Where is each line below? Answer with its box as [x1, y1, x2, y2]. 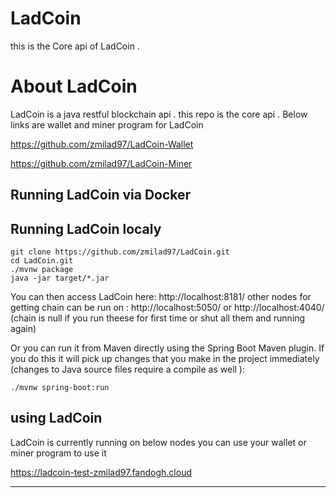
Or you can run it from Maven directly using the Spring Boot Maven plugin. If [10, 342, 325, 354]
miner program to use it [10, 447, 107, 459]
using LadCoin [10, 410, 103, 427]
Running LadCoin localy [10, 220, 162, 237]
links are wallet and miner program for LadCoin [10, 118, 204, 131]
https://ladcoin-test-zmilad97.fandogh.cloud [10, 466, 193, 478]
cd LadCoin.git [10, 256, 74, 266]
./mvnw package [10, 265, 74, 275]
